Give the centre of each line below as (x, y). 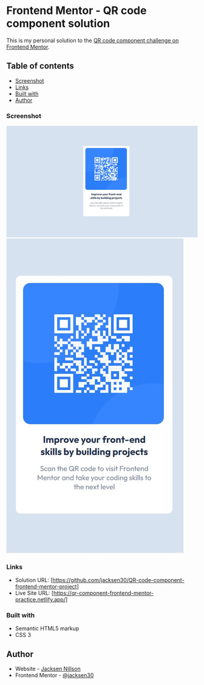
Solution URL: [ (34, 580)
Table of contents (40, 66)
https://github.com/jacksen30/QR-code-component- (118, 580)
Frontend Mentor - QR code (76, 11)
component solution (58, 23)
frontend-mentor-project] (47, 587)
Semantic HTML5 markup (47, 628)
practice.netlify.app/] (41, 600)
